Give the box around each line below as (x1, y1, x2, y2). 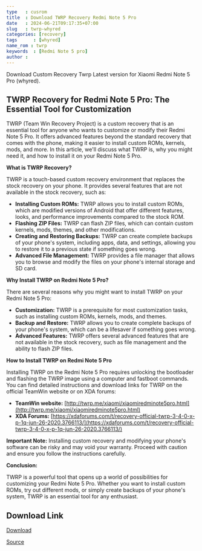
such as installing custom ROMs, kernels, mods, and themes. (15, 313, 168, 320)
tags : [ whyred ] (6, 37, 61, 43)
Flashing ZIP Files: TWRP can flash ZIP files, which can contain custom (15, 219, 194, 227)
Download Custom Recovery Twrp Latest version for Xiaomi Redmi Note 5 (6, 70, 191, 78)
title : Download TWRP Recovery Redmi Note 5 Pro (6, 15, 137, 21)
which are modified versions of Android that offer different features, (15, 207, 184, 214)
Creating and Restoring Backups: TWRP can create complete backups (15, 233, 193, 240)
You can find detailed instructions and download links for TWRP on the (6, 381, 183, 389)
